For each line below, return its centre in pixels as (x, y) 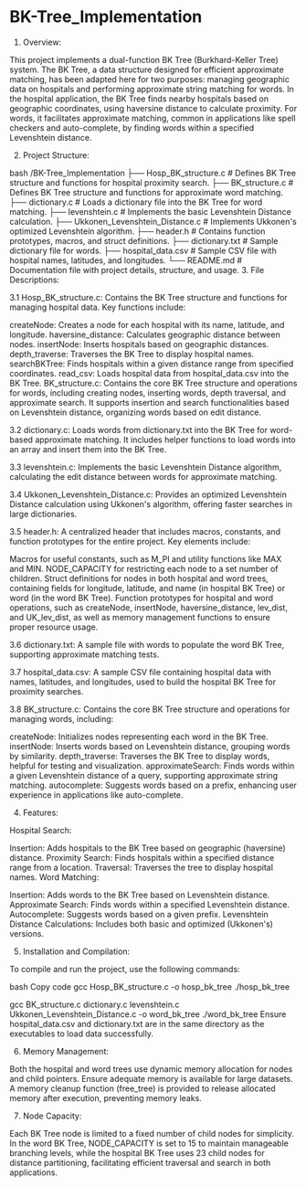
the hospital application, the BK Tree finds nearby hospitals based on (139, 99)
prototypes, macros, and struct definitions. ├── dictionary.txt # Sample (144, 240)
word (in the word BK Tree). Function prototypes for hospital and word (142, 598)
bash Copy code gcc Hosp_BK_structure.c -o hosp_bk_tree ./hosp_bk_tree (150, 986)
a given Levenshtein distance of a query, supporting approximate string (144, 775)
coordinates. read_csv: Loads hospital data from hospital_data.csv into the (149, 373)
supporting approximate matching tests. (84, 654)
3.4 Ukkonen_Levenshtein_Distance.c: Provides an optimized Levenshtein (148, 494)
